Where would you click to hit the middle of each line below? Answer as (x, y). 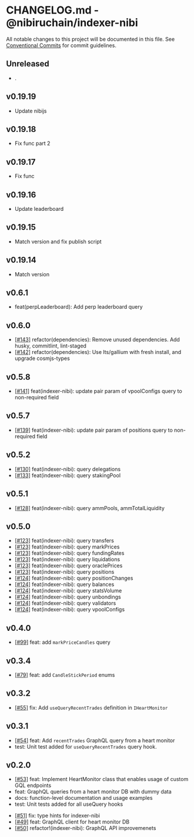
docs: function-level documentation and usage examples (83, 798)
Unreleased (28, 64)
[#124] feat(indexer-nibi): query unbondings (68, 597)
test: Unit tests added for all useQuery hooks (69, 804)
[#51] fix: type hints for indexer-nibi (57, 816)
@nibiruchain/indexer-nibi (72, 23)
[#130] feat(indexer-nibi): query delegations (68, 469)
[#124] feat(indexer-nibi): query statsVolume (68, 591)
